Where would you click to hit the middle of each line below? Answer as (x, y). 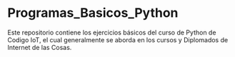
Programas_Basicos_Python (93, 13)
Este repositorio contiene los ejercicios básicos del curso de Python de (112, 32)
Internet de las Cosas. (40, 47)
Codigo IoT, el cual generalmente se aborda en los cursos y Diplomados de (118, 39)
